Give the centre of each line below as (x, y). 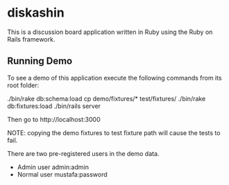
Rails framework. (31, 39)
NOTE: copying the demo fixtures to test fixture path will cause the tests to (114, 132)
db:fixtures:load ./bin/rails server (54, 106)
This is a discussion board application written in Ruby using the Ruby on (110, 32)
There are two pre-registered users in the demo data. (83, 153)
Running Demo (40, 61)
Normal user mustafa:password (62, 174)
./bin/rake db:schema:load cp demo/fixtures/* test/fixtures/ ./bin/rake (107, 98)
